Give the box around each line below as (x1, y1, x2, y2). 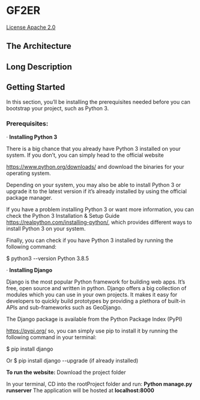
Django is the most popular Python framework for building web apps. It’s (6, 278, 186, 285)
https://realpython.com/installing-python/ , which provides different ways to (6, 218, 192, 226)
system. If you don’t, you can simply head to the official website (6, 151, 164, 159)
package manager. (6, 194, 53, 201)
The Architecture (6, 41, 72, 51)
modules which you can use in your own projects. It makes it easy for (6, 291, 178, 298)
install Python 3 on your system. (6, 224, 86, 232)
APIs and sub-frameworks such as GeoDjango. (6, 303, 123, 311)
